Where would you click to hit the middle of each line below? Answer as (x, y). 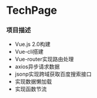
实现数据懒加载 (33, 82)
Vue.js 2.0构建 (33, 44)
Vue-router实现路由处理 (44, 59)
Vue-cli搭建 (29, 52)
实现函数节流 (31, 89)
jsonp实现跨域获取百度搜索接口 (53, 74)
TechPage (32, 10)
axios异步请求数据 (37, 67)
